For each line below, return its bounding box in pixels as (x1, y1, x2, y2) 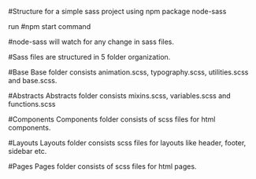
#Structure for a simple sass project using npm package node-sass (8, 7, 227, 16)
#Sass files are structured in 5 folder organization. (8, 53, 171, 61)
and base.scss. (8, 76, 58, 85)
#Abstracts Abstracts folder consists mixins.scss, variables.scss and (8, 91, 231, 100)
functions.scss (8, 100, 56, 108)
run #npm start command (8, 22, 91, 31)
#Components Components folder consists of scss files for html (8, 115, 216, 124)
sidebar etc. (8, 147, 47, 155)
